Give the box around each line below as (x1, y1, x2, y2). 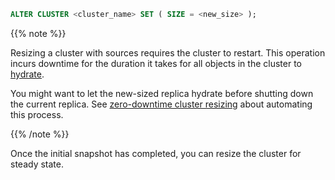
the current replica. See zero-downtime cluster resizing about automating (10, 98, 313, 110)
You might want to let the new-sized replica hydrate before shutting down (10, 87, 314, 99)
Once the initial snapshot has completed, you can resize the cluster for (10, 147, 302, 159)
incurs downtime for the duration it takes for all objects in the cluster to (10, 57, 302, 69)
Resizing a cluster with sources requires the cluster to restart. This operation (10, 46, 326, 59)
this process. (10, 108, 64, 120)
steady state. (10, 158, 64, 170)
